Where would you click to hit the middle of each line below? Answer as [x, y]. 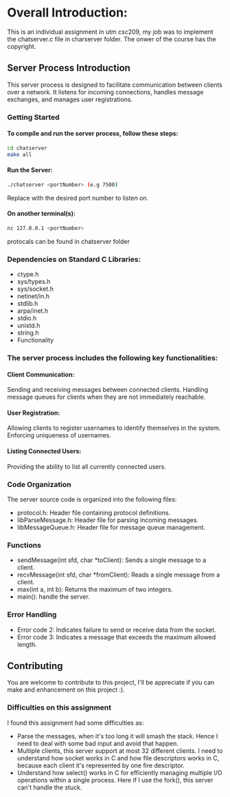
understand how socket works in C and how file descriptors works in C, [118, 758]
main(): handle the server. [54, 597]
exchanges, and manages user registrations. [70, 99]
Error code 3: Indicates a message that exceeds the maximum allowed [116, 637]
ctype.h [28, 274]
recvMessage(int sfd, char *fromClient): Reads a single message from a [118, 575]
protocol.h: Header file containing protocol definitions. [93, 513]
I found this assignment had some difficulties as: [76, 723]
